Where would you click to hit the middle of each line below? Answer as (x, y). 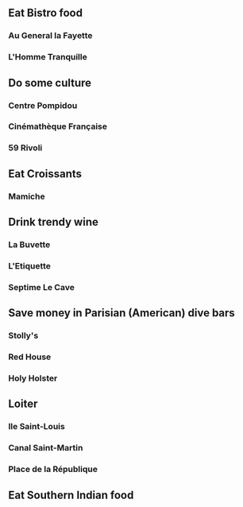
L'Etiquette (30, 265)
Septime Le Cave (42, 287)
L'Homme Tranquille (48, 57)
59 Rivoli (25, 148)
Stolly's (23, 335)
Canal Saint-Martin (46, 448)
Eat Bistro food (46, 13)
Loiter (23, 404)
